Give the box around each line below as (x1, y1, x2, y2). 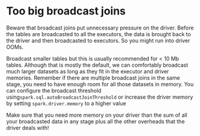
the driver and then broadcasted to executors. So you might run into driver (6, 37, 190, 44)
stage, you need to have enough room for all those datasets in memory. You (6, 80, 194, 88)
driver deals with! (6, 124, 49, 131)
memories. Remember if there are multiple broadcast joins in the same (6, 74, 180, 81)
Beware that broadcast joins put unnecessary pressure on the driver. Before (6, 24, 194, 31)
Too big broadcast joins (6, 4, 126, 18)
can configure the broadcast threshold (6, 87, 102, 94)
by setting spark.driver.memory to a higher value (6, 99, 126, 107)
